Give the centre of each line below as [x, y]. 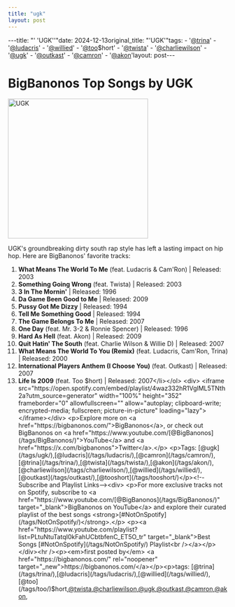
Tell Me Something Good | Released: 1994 [79, 314]
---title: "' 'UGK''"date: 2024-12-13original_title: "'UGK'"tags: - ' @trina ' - [112, 40]
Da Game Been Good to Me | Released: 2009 [83, 299]
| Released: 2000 [43, 359]
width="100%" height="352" [141, 396]
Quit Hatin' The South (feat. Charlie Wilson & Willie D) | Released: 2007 [121, 344]
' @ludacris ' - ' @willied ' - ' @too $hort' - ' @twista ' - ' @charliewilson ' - [107, 48]
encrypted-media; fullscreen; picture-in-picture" [88, 410]
